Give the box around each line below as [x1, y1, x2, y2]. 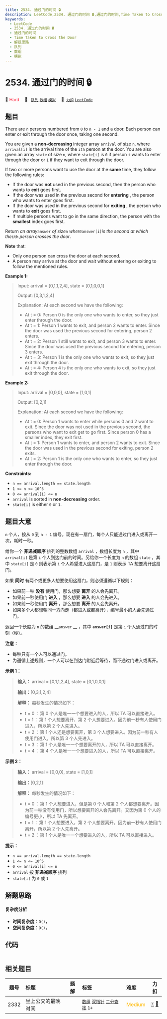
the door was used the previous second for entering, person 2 [24, 328, 153, 334]
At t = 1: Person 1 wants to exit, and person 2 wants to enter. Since [24, 322, 160, 328]
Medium [126, 1001, 146, 1008]
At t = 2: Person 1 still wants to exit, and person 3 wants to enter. [24, 338, 157, 344]
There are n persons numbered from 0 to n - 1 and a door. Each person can [5, 126, 161, 132]
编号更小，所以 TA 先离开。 [24, 813, 81, 819]
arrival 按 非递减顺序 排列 [12, 869, 67, 875]
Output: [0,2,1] [17, 399, 47, 405]
